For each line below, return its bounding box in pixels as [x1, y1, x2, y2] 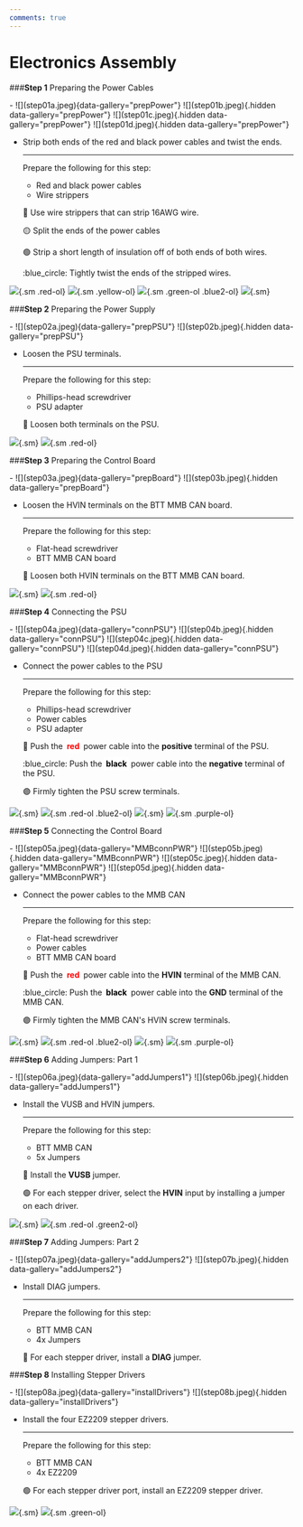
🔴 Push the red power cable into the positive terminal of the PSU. [22, 740, 269, 751]
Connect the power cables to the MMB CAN [22, 889, 186, 900]
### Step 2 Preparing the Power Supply [9, 304, 156, 314]
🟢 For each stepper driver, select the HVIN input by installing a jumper [22, 1187, 286, 1198]
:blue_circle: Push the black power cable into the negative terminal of [22, 758, 286, 769]
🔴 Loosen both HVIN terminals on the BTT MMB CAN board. [22, 570, 245, 581]
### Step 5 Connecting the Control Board [9, 825, 162, 836]
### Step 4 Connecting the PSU [9, 606, 128, 617]
